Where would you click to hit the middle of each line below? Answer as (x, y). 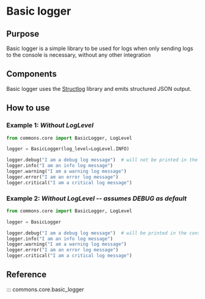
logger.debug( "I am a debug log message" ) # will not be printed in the (102, 160)
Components (31, 74)
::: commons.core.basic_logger (45, 289)
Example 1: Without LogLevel (50, 125)
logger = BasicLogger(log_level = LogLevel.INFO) (68, 149)
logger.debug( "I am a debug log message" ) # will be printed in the (97, 233)
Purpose (23, 34)
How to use (28, 108)
